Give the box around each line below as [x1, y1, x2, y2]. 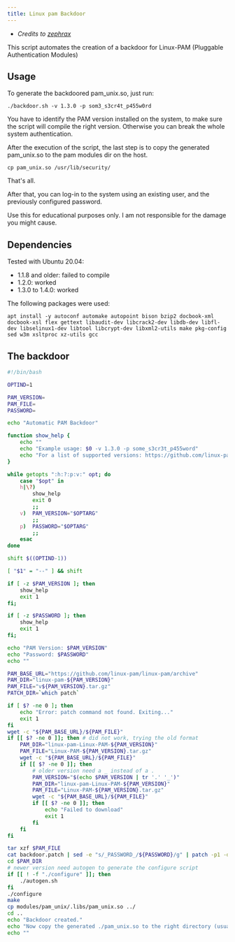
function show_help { [7, 432, 71, 439]
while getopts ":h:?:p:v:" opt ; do [7, 471, 111, 478]
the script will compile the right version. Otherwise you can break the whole [7, 122, 225, 131]
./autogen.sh [20, 877, 58, 885]
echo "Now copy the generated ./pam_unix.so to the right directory [7, 922, 211, 930]
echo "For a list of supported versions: [20, 452, 142, 459]
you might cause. [7, 218, 57, 227]
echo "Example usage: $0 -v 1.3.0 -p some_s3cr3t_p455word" [20, 445, 199, 452]
